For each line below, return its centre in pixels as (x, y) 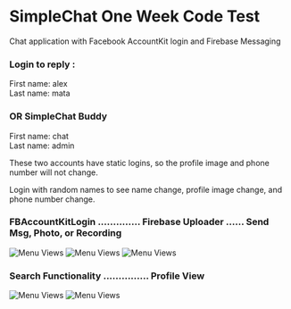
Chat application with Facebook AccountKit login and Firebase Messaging (145, 41)
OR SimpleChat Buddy (58, 116)
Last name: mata (40, 93)
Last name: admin (42, 146)
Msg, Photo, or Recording (66, 233)
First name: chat (39, 136)
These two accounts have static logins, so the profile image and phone (139, 163)
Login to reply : (42, 64)
